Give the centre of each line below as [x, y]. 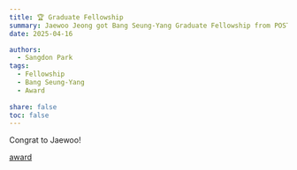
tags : [19, 66]
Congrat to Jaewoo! [45, 140]
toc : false [29, 115]
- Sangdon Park [45, 58]
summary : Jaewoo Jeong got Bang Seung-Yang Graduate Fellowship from [140, 26]
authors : [25, 49]
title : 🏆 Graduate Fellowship [66, 17]
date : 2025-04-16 [41, 33]
